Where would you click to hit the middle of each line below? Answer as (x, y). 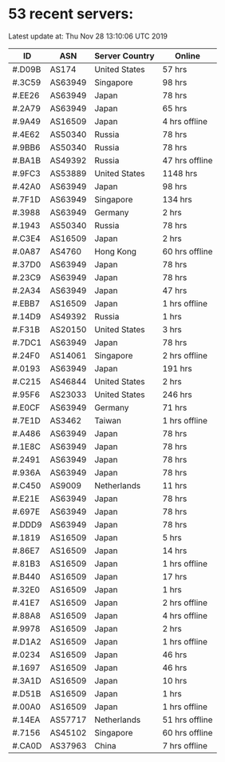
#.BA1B (27, 160)
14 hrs (175, 551)
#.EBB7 (26, 303)
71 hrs (175, 407)
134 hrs (178, 199)
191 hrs (178, 368)
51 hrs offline (187, 720)
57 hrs (175, 69)
